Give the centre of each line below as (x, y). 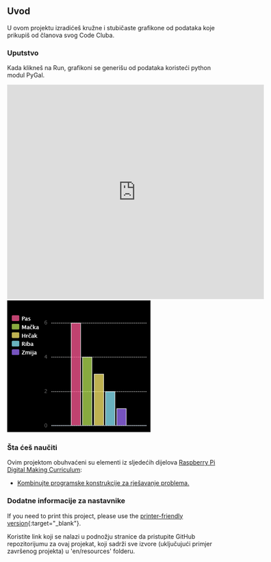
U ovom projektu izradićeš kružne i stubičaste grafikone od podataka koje (111, 27)
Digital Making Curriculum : (44, 470)
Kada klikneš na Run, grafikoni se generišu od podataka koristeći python (109, 68)
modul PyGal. (26, 75)
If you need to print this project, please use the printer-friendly (95, 516)
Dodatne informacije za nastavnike (66, 501)
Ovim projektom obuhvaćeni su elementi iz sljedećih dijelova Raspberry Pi (111, 463)
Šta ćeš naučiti (32, 447)
